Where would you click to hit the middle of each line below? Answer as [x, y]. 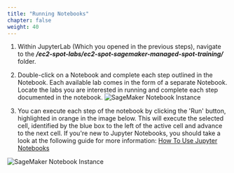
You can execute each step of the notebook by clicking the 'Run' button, [122, 111]
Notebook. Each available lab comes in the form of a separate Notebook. [122, 83]
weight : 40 [23, 27]
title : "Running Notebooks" [48, 14]
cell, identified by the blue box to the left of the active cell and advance [120, 126]
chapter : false [29, 20]
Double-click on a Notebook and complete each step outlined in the [115, 75]
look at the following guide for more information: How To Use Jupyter [117, 141]
